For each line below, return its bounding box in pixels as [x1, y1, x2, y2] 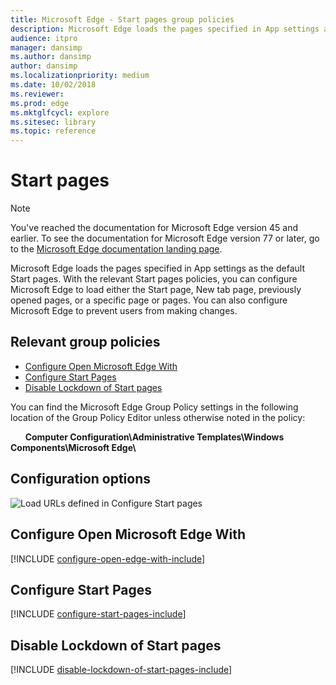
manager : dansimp [10, 42, 83, 53]
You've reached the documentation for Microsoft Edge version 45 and [10, 222, 299, 234]
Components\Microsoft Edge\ [10, 441, 137, 453]
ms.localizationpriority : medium [10, 71, 150, 81]
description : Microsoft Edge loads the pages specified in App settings [10, 24, 320, 34]
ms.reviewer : [10, 89, 65, 99]
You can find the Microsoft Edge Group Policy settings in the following [10, 401, 299, 413]
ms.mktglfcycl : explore [10, 107, 110, 118]
